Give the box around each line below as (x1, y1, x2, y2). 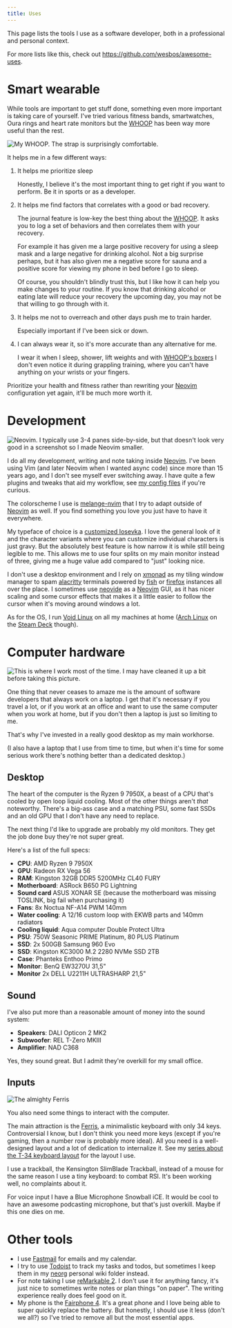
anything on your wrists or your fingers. (17, 368, 130, 376)
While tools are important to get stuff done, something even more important (7, 104, 222, 113)
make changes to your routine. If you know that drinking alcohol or (17, 285, 206, 293)
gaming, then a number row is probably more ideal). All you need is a (7, 1137, 204, 1145)
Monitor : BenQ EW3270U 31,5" (17, 962, 106, 971)
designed (7, 1143, 35, 1152)
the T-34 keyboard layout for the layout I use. (7, 1151, 136, 1159)
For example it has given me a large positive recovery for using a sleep (17, 242, 219, 250)
